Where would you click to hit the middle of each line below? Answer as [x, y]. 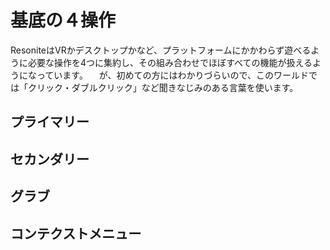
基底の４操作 [63, 20]
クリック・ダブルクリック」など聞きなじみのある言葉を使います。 [163, 87]
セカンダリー [50, 159]
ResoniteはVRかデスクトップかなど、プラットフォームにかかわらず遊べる [161, 50]
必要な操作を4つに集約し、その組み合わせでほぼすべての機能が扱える [170, 62]
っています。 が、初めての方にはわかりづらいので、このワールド [172, 75]
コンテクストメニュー [76, 233]
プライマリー [50, 122]
